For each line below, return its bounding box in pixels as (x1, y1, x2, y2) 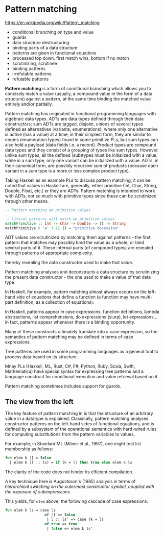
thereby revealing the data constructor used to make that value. (5, 260, 134, 266)
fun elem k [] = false (5, 456, 51, 461)
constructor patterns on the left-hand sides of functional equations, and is (5, 421, 154, 427)
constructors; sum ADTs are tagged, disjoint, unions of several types (5, 121, 143, 127)
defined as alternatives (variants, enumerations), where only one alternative (5, 126, 158, 132)
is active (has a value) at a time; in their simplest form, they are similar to (5, 131, 151, 137)
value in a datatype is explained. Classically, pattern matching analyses (5, 415, 149, 422)
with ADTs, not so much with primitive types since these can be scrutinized (5, 193, 157, 199)
